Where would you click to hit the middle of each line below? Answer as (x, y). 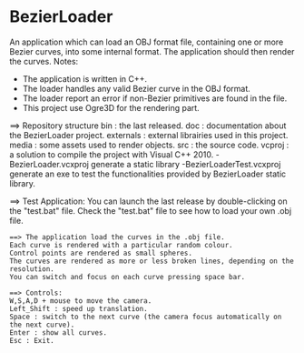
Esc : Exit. (32, 340)
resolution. (32, 269)
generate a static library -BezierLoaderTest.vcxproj (186, 164)
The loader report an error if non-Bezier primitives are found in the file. (155, 98)
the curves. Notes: (44, 61)
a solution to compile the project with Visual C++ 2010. (112, 154)
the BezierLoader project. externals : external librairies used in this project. (149, 135)
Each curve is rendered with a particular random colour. (121, 245)
